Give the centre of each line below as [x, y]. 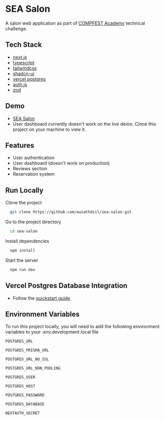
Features [20, 145]
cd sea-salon [24, 232]
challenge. [16, 28]
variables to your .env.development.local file [52, 332]
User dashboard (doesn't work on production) [61, 163]
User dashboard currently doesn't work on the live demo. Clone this [84, 124]
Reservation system [34, 174]
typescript [24, 63]
